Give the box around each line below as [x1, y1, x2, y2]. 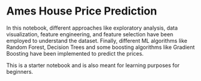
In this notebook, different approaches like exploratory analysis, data [6, 24, 178, 31]
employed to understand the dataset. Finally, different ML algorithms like [6, 37, 188, 44]
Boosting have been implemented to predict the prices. [6, 50, 144, 57]
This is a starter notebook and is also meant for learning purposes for [6, 62, 180, 69]
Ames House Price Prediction [6, 4, 157, 18]
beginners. [6, 68, 33, 75]
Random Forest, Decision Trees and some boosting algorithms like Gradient [6, 44, 196, 51]
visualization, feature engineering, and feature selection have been [6, 30, 174, 37]
